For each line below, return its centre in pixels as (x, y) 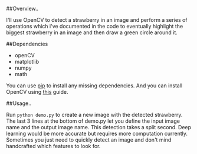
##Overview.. (22, 9)
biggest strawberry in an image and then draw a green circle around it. (92, 32)
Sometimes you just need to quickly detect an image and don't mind (89, 140)
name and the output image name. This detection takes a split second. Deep (99, 127)
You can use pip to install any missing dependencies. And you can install (94, 86)
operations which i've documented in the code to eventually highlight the (95, 26)
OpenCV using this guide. (37, 92)
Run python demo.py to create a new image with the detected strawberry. (94, 115)
